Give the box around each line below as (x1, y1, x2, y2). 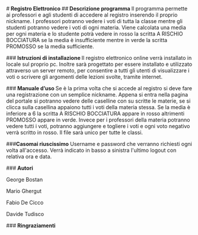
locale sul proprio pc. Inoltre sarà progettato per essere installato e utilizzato (6, 61, 193, 68)
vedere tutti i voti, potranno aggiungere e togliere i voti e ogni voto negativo (6, 123, 190, 129)
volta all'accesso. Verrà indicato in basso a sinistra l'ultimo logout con (6, 147, 177, 154)
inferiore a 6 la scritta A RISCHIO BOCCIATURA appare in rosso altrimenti (6, 110, 185, 117)
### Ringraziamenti (6, 222, 56, 229)
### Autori (6, 164, 34, 172)
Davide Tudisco (6, 211, 44, 217)
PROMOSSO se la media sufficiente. (6, 43, 94, 50)
